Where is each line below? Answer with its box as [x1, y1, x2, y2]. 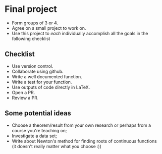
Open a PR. [11, 89, 35, 95]
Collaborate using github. [11, 68, 64, 74]
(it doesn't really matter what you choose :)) [11, 143, 102, 149]
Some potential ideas [4, 109, 71, 117]
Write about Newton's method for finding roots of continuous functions [11, 138, 157, 144]
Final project [4, 3, 57, 15]
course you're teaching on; [11, 127, 67, 133]
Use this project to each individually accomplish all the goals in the [11, 30, 148, 36]
